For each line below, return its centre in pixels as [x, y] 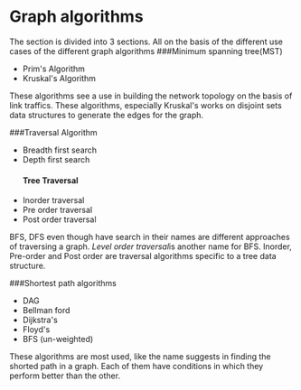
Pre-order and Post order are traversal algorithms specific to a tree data [143, 256]
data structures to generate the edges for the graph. [107, 115]
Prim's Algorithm [54, 69]
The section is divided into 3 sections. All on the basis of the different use [146, 42]
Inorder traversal [53, 200]
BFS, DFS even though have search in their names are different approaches [150, 237]
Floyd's [36, 330]
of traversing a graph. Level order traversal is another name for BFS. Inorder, [150, 246]
